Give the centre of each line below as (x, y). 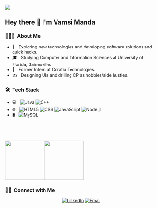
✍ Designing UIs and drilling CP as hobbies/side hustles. (70, 75)
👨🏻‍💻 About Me (23, 36)
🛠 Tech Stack (22, 90)
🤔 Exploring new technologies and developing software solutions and (82, 47)
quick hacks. (25, 52)
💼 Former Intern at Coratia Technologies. (54, 69)
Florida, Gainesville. (32, 64)
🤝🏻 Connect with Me (30, 190)
